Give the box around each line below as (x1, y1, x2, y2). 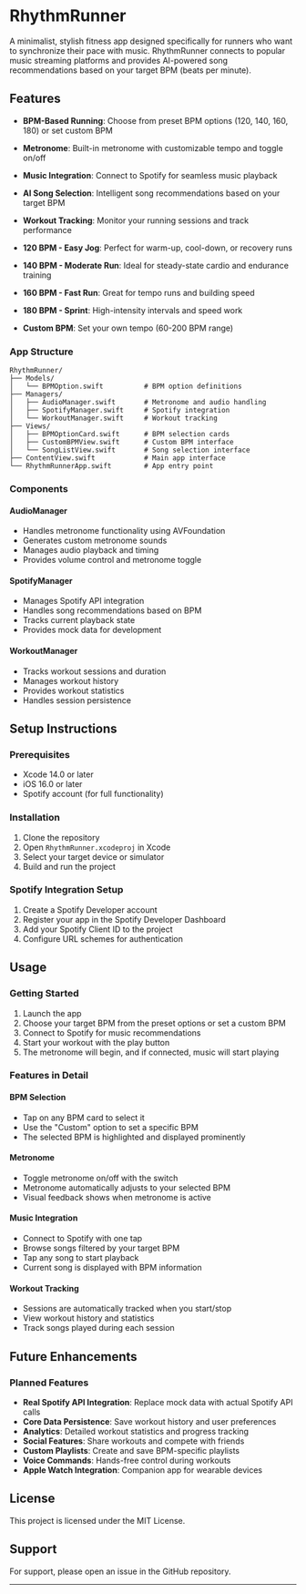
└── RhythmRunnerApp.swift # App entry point (9, 462, 214, 471)
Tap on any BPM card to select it (22, 1112, 146, 1123)
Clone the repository (22, 832, 100, 843)
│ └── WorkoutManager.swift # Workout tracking (9, 414, 219, 424)
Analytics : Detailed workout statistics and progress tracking (22, 1425, 249, 1436)
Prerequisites (9, 748, 70, 761)
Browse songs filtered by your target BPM (22, 1242, 180, 1253)
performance (22, 224, 73, 235)
